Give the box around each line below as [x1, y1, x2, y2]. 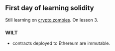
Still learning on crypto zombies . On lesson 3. [5, 17, 99, 23]
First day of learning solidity [5, 4, 95, 12]
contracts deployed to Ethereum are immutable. [12, 40, 111, 46]
